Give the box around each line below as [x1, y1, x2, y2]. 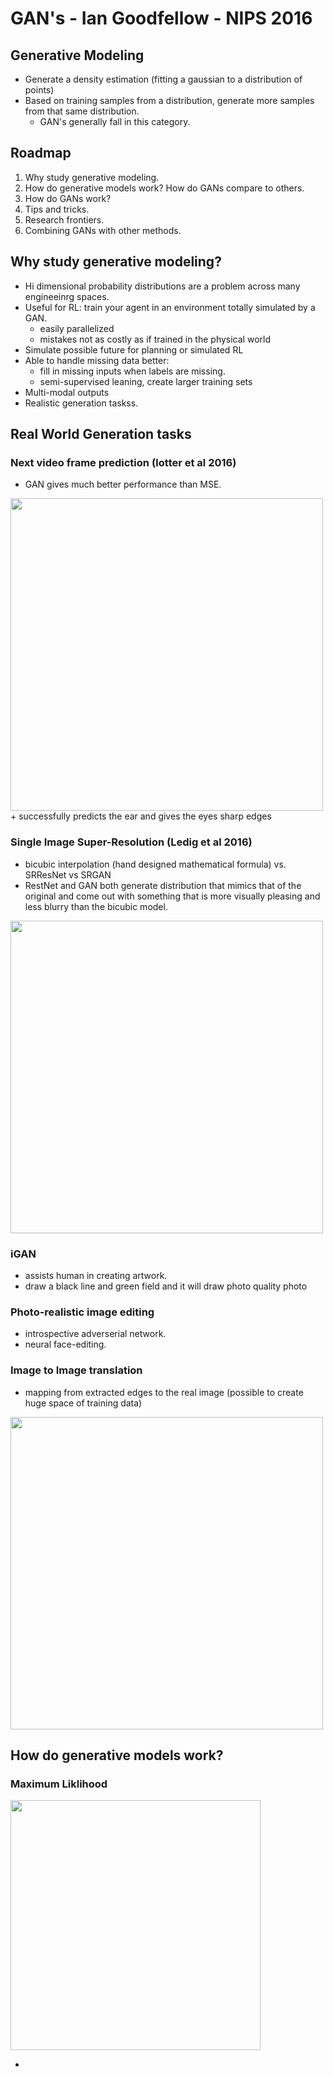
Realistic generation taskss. [24, 397, 139, 409]
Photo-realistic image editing [10, 1305, 155, 1319]
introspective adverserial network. [24, 1328, 167, 1340]
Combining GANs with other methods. [24, 224, 182, 236]
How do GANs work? [24, 192, 112, 204]
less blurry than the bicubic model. [24, 900, 168, 912]
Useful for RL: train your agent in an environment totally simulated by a [24, 301, 316, 313]
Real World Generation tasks [10, 426, 192, 443]
